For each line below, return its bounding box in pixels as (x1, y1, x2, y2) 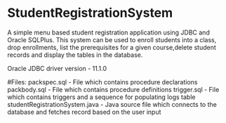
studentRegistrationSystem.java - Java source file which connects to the (7, 100, 218, 108)
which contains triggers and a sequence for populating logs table (7, 93, 196, 101)
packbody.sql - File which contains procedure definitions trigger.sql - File (7, 85, 220, 93)
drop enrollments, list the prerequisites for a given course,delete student (7, 43, 216, 51)
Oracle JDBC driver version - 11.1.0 (7, 64, 107, 72)
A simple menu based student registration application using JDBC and (7, 28, 211, 37)
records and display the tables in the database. (7, 51, 143, 59)
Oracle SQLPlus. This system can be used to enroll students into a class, (7, 35, 217, 44)
